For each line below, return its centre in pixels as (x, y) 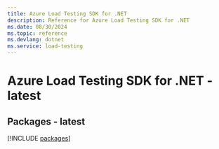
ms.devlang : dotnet (36, 40)
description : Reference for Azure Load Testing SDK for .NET (99, 20)
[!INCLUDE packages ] (39, 138)
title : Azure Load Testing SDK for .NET (67, 14)
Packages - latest (46, 121)
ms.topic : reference (38, 33)
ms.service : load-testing (45, 46)
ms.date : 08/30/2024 (38, 27)
